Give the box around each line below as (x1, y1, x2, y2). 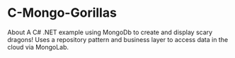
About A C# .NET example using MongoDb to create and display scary (7, 28, 213, 36)
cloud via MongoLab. (7, 43, 69, 51)
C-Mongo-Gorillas (7, 5, 117, 21)
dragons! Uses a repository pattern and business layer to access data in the (7, 35, 229, 43)
